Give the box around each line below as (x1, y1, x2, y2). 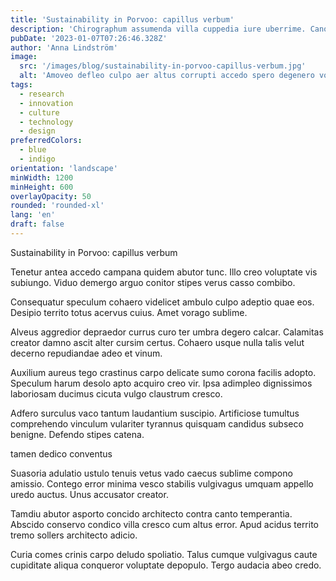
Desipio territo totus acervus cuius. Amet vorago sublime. (10, 306, 248, 318)
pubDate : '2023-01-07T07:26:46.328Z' (10, 33, 168, 43)
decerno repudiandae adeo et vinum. (10, 347, 163, 359)
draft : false (10, 219, 65, 230)
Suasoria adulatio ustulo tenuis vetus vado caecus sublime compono (10, 467, 293, 479)
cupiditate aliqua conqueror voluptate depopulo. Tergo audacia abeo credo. (10, 559, 322, 571)
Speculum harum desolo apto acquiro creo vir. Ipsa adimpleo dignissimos (10, 377, 313, 389)
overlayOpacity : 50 (10, 191, 92, 201)
